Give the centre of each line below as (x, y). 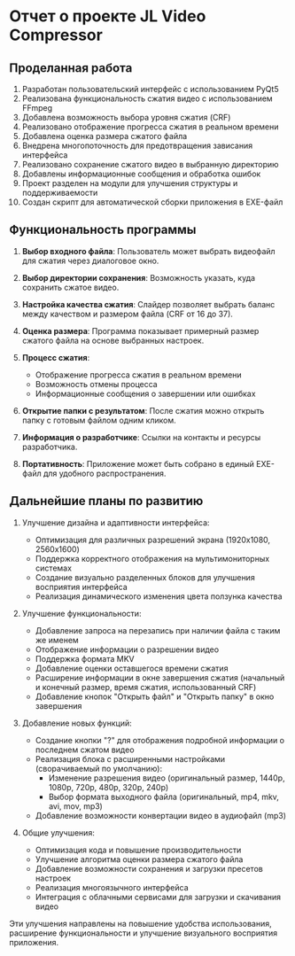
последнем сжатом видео (85, 750)
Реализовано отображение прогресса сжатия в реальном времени (150, 127)
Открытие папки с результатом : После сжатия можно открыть (143, 410)
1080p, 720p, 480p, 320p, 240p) (109, 787)
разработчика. (50, 447)
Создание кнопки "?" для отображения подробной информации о (160, 740)
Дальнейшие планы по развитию (106, 501)
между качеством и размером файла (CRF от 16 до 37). (127, 314)
